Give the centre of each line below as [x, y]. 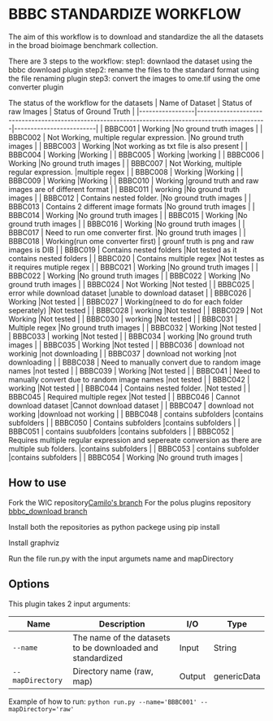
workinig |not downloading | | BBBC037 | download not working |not [123, 353]
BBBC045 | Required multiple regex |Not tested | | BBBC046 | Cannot [124, 396]
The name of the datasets [121, 637]
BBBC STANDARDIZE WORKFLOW [125, 14]
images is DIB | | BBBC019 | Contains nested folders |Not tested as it [123, 250]
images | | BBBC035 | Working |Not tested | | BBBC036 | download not [127, 345]
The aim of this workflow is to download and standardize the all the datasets [136, 37]
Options [29, 584]
